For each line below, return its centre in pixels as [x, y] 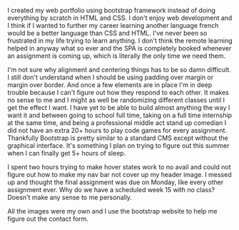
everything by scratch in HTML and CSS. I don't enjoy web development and [120, 18]
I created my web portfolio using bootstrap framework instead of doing [112, 10]
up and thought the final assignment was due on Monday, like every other [116, 182]
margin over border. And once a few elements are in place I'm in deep [110, 85]
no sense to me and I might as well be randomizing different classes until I [116, 100]
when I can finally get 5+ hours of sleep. [67, 153]
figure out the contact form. [48, 219]
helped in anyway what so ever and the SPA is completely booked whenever [119, 48]
